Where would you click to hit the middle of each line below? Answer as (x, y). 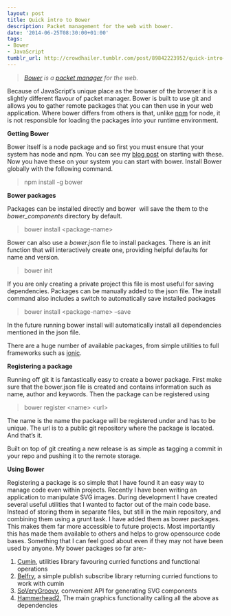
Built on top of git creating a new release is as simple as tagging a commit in (115, 448)
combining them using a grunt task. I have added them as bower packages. (114, 518)
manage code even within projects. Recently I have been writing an (102, 490)
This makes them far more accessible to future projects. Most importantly (111, 526)
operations (32, 569)
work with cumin (41, 583)
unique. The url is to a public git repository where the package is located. (111, 428)
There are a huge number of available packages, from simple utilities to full (113, 345)
